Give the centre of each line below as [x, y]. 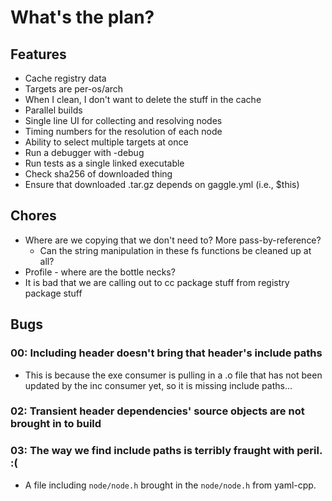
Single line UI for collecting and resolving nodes [123, 120]
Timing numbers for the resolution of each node [123, 131]
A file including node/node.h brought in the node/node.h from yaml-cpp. [170, 485]
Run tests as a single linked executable [104, 163]
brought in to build [56, 424]
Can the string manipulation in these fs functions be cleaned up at [175, 250]
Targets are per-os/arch [74, 89]
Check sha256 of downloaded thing [98, 174]
